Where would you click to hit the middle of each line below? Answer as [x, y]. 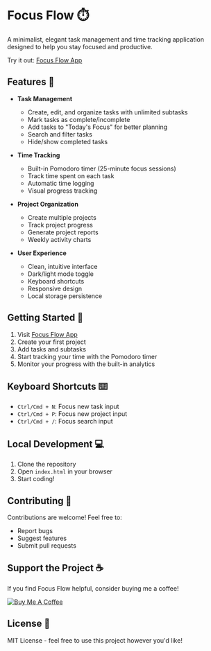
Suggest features [42, 538]
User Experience [42, 253]
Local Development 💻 [56, 444]
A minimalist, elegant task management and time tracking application [106, 39]
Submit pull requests [47, 546]
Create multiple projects [62, 217]
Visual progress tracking [62, 191]
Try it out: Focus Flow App [45, 60]
